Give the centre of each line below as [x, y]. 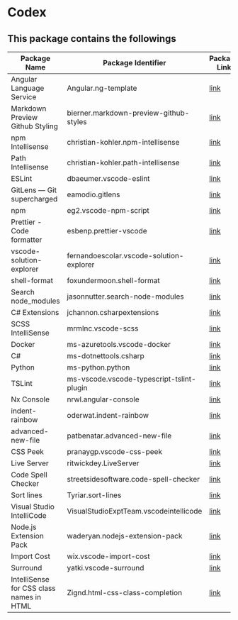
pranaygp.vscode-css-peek [115, 452]
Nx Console [30, 399]
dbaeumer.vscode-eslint [108, 178]
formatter [27, 240]
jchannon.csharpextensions [113, 312]
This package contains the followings [92, 39]
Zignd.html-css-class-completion [125, 593]
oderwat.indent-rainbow [108, 415]
